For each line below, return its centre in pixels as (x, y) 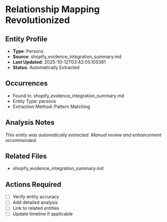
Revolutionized (38, 20)
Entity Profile (26, 39)
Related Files (26, 156)
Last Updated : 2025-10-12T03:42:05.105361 (59, 62)
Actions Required (33, 184)
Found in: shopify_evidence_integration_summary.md (68, 96)
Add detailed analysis (35, 203)
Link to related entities (36, 208)
